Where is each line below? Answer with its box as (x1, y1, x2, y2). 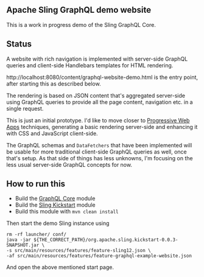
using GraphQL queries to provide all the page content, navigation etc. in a (6, 98, 193, 106)
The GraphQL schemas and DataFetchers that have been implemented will (6, 141, 192, 149)
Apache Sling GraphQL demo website (6, 5, 151, 15)
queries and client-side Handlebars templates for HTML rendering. (6, 61, 174, 69)
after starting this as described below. (6, 79, 102, 87)
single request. (6, 105, 44, 112)
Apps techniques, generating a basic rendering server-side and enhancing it (6, 123, 198, 130)
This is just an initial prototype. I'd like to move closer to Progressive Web (6, 116, 190, 124)
